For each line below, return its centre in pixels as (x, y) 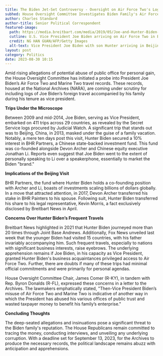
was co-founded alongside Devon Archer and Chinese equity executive (76, 149)
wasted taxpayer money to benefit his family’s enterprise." (63, 304)
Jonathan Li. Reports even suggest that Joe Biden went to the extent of (76, 154)
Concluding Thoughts (27, 313)
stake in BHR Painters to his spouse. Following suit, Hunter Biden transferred (81, 198)
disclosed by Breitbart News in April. (41, 209)
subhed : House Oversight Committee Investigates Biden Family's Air (76, 14)
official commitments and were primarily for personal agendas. (68, 269)
